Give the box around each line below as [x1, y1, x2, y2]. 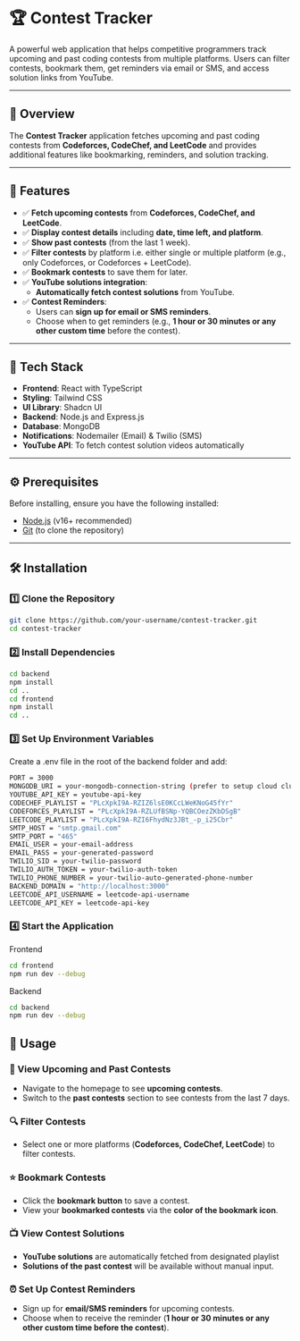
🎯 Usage [9, 1035, 56, 1051]
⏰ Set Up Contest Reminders [9, 1283, 136, 1295]
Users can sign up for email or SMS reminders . [35, 306, 212, 316]
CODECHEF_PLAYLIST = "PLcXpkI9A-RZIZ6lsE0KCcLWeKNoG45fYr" [9, 798, 234, 808]
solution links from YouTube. [9, 72, 114, 82]
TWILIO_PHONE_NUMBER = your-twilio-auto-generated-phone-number [9, 873, 254, 882]
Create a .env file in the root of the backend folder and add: [9, 756, 228, 767]
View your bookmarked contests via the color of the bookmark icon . [21, 1204, 279, 1215]
